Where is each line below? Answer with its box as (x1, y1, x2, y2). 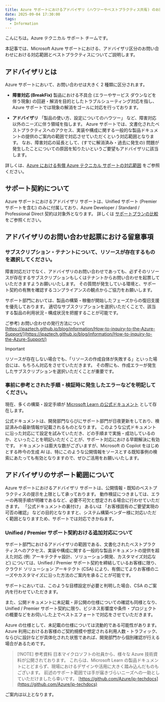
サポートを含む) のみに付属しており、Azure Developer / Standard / (5, 204, 140, 210)
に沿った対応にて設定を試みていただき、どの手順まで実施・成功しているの (5, 430, 156, 436)
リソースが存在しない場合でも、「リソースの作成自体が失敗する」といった (5, 356, 153, 362)
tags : (5, 16, 16, 21)
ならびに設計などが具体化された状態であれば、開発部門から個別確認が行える (5, 634, 160, 640)
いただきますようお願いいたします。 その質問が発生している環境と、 (5, 281, 143, 287)
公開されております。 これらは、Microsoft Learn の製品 (26, 657, 137, 663)
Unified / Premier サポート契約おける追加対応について (5, 529, 133, 536)
